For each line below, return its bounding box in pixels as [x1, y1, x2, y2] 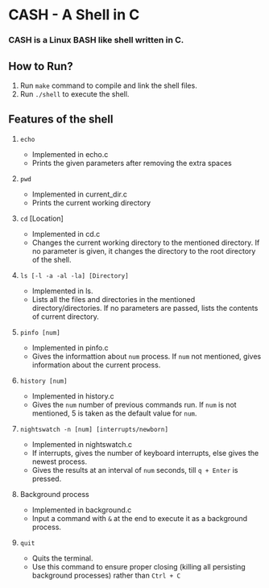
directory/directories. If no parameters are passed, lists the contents [31, 303, 259, 313]
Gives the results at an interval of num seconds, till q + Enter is [31, 465, 238, 474]
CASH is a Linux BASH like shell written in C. [8, 35, 184, 46]
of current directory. [31, 312, 99, 321]
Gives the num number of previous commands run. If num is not [31, 400, 237, 409]
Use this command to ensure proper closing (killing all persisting [31, 561, 246, 571]
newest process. [31, 457, 88, 466]
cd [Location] [19, 213, 64, 223]
